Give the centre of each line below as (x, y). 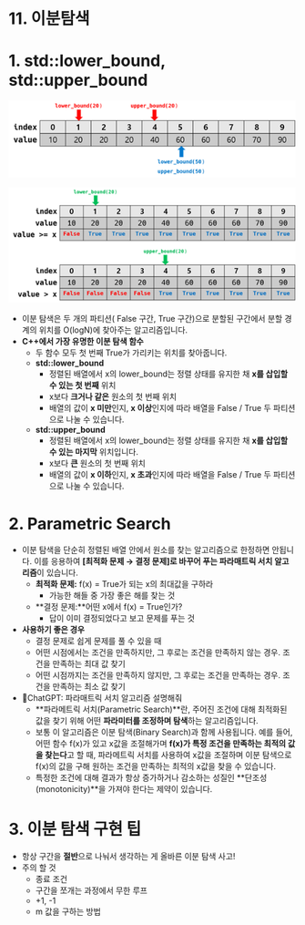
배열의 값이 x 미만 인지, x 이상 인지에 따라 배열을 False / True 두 (160, 408)
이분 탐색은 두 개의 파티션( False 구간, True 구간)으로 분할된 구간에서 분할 (152, 319)
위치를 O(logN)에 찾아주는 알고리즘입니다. (113, 330)
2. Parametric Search (90, 524)
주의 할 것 (39, 868)
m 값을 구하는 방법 (68, 911)
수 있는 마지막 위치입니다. (93, 452)
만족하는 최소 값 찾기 (89, 687)
